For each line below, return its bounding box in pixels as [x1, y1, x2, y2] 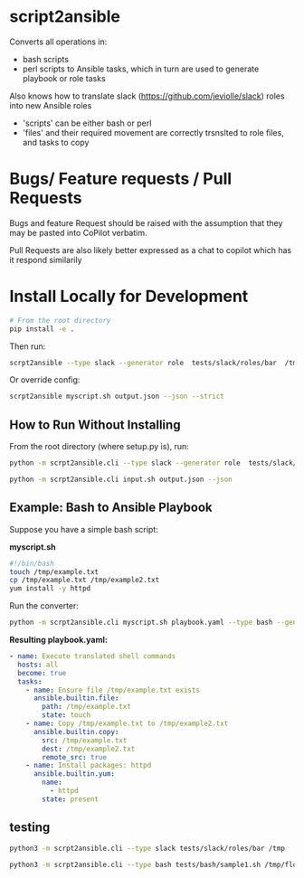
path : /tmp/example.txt [42, 703, 131, 712]
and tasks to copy [22, 137, 90, 147]
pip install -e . [9, 324, 75, 334]
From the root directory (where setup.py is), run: [9, 441, 190, 452]
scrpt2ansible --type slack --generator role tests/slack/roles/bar [9, 358, 278, 367]
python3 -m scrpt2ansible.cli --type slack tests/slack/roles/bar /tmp [9, 844, 285, 853]
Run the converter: [9, 600, 80, 611]
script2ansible [9, 6, 120, 27]
